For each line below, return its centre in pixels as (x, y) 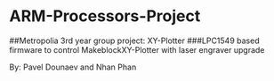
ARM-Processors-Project (105, 16)
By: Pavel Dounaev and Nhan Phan (73, 67)
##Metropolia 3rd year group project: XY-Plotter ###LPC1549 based (134, 40)
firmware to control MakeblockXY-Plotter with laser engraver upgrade (137, 49)
